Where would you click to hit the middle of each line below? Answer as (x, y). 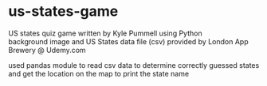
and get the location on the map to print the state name (99, 73)
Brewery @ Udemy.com (47, 50)
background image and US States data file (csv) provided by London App (128, 41)
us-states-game (63, 11)
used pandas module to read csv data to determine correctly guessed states (134, 65)
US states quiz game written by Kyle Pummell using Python (105, 33)
